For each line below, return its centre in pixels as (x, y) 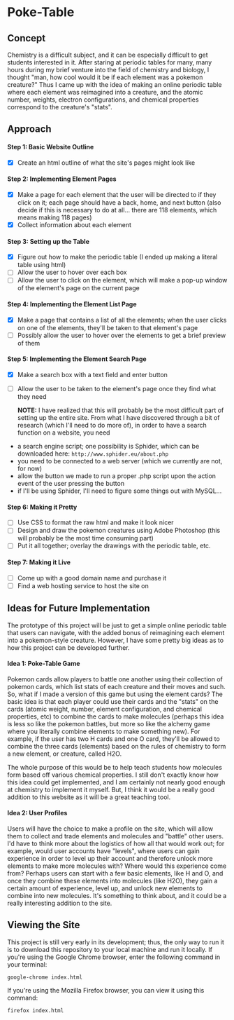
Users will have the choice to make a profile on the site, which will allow (110, 829)
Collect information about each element (74, 224)
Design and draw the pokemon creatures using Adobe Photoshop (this (119, 531)
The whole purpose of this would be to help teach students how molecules (115, 767)
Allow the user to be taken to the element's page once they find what (117, 388)
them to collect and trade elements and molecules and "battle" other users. (115, 836)
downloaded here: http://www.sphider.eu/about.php (93, 454)
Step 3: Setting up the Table (48, 241)
